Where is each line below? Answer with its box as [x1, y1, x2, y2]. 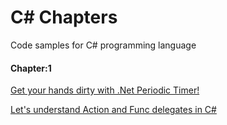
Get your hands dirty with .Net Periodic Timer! [10, 84, 200, 96]
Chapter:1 [10, 62, 52, 74]
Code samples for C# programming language [10, 39, 197, 51]
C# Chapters [10, 6, 118, 29]
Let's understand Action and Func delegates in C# [10, 104, 217, 116]
